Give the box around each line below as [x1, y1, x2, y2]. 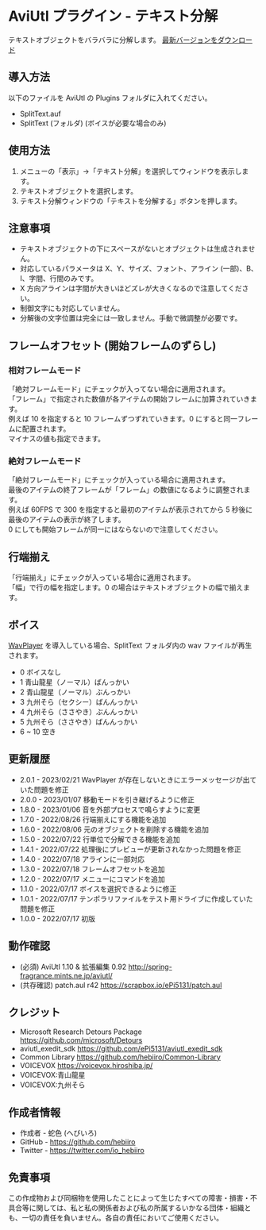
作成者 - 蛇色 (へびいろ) [19, 1128, 98, 1138]
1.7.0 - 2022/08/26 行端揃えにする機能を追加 [19, 814, 167, 824]
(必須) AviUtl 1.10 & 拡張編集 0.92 [19, 962, 127, 971]
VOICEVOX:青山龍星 [19, 1070, 86, 1080]
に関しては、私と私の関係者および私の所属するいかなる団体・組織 [29, 1203, 245, 1213]
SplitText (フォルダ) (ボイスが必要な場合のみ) [19, 118, 167, 128]
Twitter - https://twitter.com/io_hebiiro [19, 1146, 145, 1155]
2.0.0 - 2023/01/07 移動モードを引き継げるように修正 [19, 794, 195, 804]
